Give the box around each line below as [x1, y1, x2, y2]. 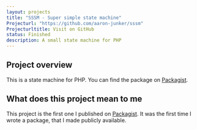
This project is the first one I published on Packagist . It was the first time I [6, 110, 191, 117]
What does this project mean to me [6, 94, 143, 104]
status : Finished [6, 32, 51, 38]
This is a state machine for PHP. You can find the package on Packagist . [6, 76, 188, 83]
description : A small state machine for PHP [6, 37, 122, 43]
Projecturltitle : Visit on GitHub [6, 26, 95, 32]
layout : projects [6, 9, 51, 15]
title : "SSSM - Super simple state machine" [6, 15, 122, 21]
